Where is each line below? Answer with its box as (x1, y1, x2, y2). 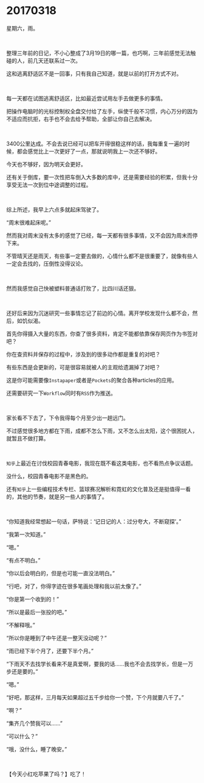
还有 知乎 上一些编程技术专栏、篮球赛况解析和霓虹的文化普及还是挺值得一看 (6, 485, 191, 492)
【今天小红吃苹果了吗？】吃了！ (6, 770, 86, 778)
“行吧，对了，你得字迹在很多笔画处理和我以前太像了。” (6, 583, 141, 590)
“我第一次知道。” (6, 531, 46, 538)
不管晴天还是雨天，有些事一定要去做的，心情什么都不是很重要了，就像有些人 (6, 252, 198, 260)
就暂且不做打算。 (6, 434, 49, 442)
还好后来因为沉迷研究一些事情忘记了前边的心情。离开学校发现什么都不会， (6, 309, 192, 317)
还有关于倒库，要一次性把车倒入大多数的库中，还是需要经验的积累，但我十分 (6, 173, 198, 180)
